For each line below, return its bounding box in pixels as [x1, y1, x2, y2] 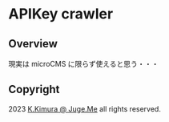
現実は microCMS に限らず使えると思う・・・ [8, 59, 159, 68]
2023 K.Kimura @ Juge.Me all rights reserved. [8, 104, 162, 113]
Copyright [8, 83, 60, 96]
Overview [8, 37, 58, 51]
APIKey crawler [8, 5, 114, 23]
